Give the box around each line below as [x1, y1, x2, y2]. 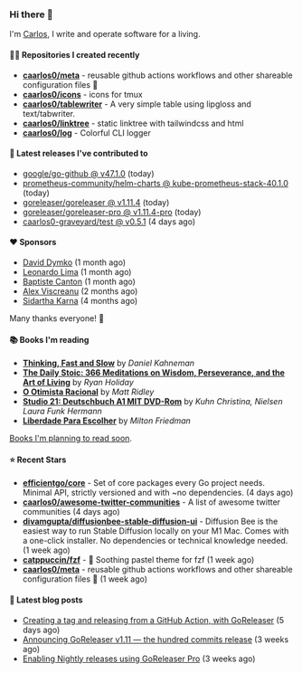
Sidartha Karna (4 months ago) [22, 295, 138, 306]
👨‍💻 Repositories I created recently [9, 49, 140, 60]
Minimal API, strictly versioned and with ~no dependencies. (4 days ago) [22, 488, 294, 498]
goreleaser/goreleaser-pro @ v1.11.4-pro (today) [22, 206, 202, 217]
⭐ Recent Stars [9, 454, 67, 465]
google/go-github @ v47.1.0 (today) [22, 167, 156, 179]
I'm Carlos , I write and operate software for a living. [9, 29, 201, 40]
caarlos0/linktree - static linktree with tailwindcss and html [22, 118, 244, 128]
